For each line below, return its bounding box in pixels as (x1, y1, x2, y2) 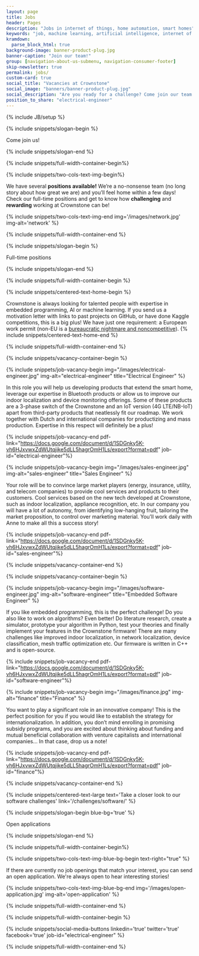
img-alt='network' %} (6, 219, 59, 226)
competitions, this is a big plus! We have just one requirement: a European (6, 318, 187, 326)
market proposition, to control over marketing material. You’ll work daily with (6, 513, 192, 520)
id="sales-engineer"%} (6, 550, 63, 557)
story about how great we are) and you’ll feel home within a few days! (6, 188, 176, 196)
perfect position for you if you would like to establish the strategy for (6, 712, 174, 720)
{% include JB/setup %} (6, 113, 65, 121)
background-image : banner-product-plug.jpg (6, 48, 115, 53)
